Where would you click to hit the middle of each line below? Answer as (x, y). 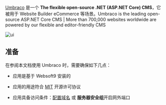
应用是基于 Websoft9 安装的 (42, 76)
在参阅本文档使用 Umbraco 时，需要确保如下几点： (58, 65)
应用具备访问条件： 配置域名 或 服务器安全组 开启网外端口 (71, 97)
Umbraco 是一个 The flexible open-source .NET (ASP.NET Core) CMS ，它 (83, 7)
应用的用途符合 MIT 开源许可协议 (47, 86)
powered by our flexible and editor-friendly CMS (56, 25)
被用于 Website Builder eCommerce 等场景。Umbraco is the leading (76, 14)
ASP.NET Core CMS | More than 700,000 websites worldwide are (89, 20)
